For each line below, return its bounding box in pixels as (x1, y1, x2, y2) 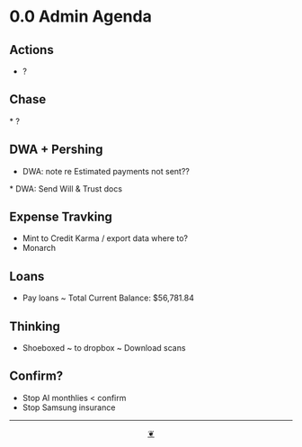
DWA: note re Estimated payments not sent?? (22, 165, 191, 176)
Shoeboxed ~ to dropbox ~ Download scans (22, 343, 186, 353)
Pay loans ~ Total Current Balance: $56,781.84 (22, 292, 195, 303)
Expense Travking (9, 210, 112, 225)
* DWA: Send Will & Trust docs (9, 183, 123, 194)
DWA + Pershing (9, 142, 103, 157)
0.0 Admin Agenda (9, 6, 153, 27)
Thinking (9, 318, 61, 334)
